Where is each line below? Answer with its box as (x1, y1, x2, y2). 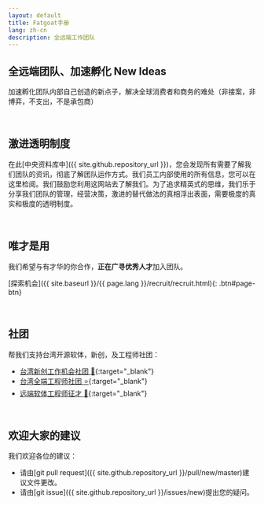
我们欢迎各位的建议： (8, 452, 77, 461)
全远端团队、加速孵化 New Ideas (8, 65, 167, 78)
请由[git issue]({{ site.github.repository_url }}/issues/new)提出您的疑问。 (19, 488, 254, 497)
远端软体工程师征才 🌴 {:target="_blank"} (19, 389, 148, 398)
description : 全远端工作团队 (8, 33, 96, 42)
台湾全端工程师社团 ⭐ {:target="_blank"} (19, 376, 148, 385)
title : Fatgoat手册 (8, 19, 70, 27)
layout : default (8, 11, 61, 20)
